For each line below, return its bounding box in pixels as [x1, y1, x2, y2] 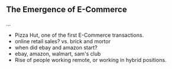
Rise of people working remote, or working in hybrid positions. [14, 56, 167, 63]
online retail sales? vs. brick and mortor [14, 37, 111, 44]
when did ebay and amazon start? [14, 44, 98, 51]
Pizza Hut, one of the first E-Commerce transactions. [14, 32, 144, 39]
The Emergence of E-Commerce [6, 5, 127, 15]
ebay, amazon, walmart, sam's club [14, 50, 101, 57]
